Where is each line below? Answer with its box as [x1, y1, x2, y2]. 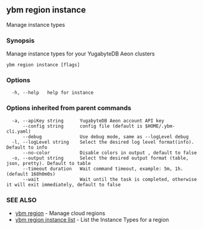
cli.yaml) [6, 128, 32, 135]
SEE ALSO [6, 196, 37, 204]
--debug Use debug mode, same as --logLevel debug [22, 133, 189, 139]
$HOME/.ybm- [145, 123, 175, 129]
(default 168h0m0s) [6, 171, 56, 177]
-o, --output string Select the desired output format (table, [12, 155, 189, 161]
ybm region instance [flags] [6, 62, 80, 68]
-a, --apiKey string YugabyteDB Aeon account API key [12, 118, 165, 124]
